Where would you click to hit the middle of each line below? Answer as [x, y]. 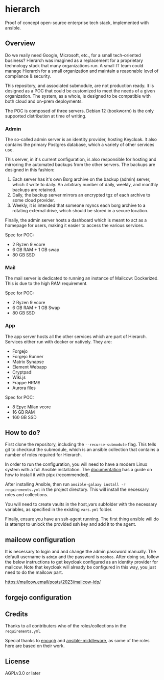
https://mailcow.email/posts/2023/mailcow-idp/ [53, 582]
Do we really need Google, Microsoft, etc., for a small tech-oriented [73, 55]
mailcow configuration [40, 540]
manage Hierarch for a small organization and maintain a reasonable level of [82, 71]
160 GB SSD [24, 417]
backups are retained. [34, 190]
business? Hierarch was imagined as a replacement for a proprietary [74, 60]
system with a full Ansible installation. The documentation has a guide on [79, 470]
